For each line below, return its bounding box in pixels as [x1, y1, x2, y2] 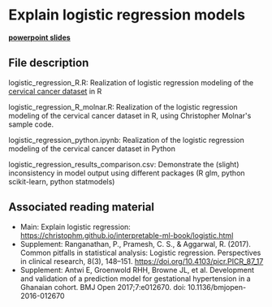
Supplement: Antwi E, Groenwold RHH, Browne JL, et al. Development [19, 265, 254, 275]
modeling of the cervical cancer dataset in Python [8, 144, 176, 153]
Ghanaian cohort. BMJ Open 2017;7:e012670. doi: [19, 282, 187, 292]
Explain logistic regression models [8, 6, 246, 24]
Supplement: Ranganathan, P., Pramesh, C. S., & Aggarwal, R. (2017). [19, 239, 252, 249]
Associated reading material [8, 201, 155, 214]
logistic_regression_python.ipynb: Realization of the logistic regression [8, 135, 245, 145]
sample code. [8, 119, 54, 129]
